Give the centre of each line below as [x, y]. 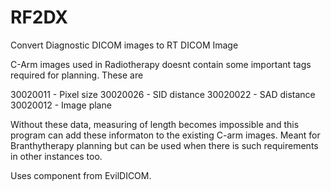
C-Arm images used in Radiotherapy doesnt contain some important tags [161, 64]
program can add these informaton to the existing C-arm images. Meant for [165, 135]
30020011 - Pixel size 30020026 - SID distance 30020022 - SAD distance [163, 94]
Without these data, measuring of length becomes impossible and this [155, 124]
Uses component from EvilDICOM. [81, 175]
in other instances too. [56, 156]
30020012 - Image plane [61, 105]
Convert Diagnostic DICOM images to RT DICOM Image [124, 45]
